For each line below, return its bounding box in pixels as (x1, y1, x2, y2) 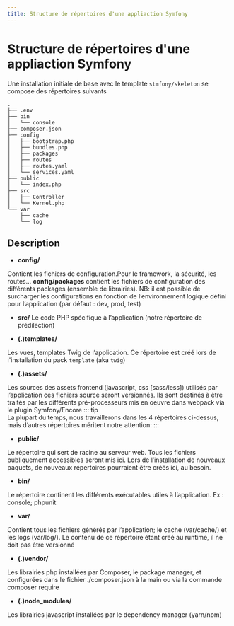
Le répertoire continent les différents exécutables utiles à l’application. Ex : (7, 491, 224, 499)
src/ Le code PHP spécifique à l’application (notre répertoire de (17, 313, 203, 322)
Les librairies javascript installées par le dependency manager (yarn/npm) (7, 610, 223, 619)
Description (7, 237, 60, 249)
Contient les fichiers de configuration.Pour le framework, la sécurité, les (7, 269, 217, 278)
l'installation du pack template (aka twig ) (7, 356, 126, 364)
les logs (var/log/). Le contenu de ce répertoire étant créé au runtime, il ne (7, 533, 223, 542)
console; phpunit (7, 498, 57, 506)
